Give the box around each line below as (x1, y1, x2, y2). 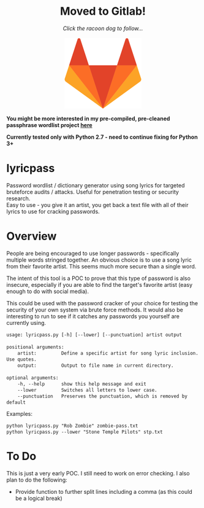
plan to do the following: (6, 476, 67, 483)
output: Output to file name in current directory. (17, 362, 174, 369)
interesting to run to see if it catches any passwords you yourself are (6, 312, 179, 320)
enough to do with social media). (6, 287, 89, 295)
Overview (6, 229, 57, 243)
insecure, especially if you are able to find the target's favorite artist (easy (6, 281, 193, 288)
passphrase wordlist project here (6, 121, 93, 128)
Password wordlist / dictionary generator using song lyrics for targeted (6, 181, 185, 189)
